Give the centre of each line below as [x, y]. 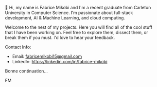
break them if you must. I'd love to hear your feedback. [60, 37]
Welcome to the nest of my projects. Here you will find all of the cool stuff [79, 27]
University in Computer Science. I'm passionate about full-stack [69, 13]
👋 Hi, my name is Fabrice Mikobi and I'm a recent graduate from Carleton [78, 8]
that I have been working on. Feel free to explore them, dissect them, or [77, 32]
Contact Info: [18, 47]
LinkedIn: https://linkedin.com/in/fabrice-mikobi [60, 61]
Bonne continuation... [26, 71]
